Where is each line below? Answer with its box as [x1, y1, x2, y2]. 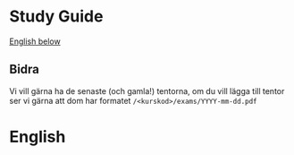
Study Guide [9, 6, 104, 27]
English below [9, 36, 61, 47]
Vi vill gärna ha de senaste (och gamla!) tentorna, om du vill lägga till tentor [9, 85, 285, 96]
